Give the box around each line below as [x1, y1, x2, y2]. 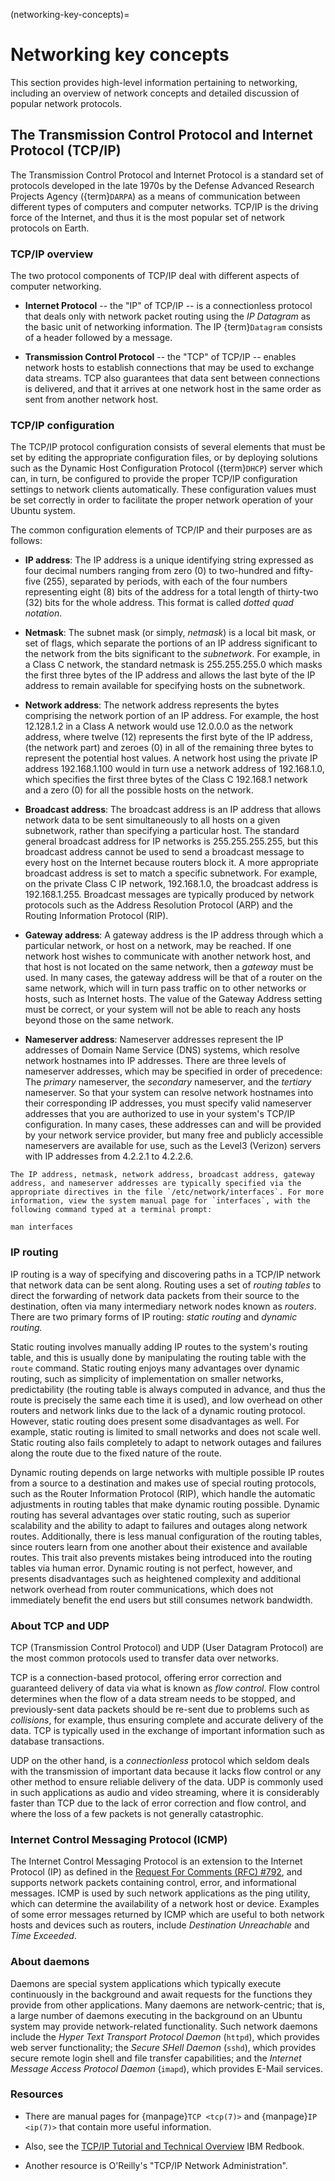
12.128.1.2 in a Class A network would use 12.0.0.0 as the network [24, 720, 294, 733]
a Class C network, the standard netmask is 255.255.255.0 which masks [24, 659, 323, 671]
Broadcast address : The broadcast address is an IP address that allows [24, 804, 322, 816]
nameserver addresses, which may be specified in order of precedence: [24, 1065, 323, 1078]
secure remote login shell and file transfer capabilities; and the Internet [10, 2052, 302, 2064]
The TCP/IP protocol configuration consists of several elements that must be [10, 441, 326, 453]
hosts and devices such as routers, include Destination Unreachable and [10, 1919, 310, 1931]
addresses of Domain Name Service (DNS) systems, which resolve [24, 1044, 300, 1056]
